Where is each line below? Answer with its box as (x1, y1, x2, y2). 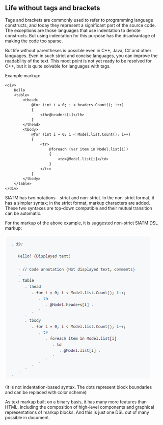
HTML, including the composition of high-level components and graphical (5, 404, 154, 410)
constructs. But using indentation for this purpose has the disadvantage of (5, 32, 156, 38)
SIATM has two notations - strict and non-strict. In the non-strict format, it (5, 194, 155, 201)
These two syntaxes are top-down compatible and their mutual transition (5, 205, 152, 211)
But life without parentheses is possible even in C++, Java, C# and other (5, 47, 152, 53)
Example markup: (5, 72, 41, 78)
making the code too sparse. (5, 38, 63, 44)
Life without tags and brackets (5, 4, 100, 12)
